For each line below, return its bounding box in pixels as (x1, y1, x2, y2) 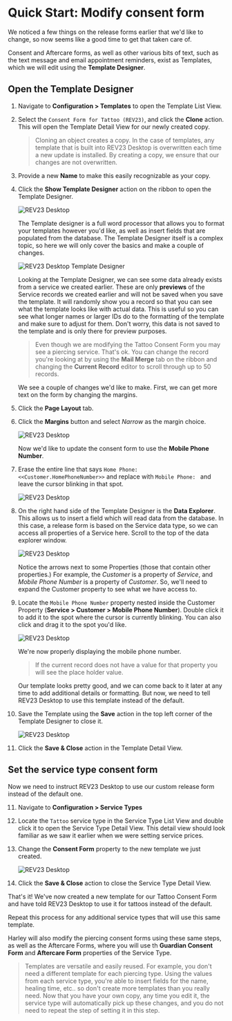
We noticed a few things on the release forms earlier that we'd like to (8, 28, 204, 36)
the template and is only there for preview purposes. (17, 327, 168, 335)
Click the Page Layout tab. (17, 404, 94, 412)
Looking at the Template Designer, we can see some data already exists (17, 275, 223, 283)
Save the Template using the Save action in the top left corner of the (17, 709, 213, 718)
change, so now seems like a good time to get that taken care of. (8, 35, 192, 43)
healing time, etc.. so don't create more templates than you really (24, 984, 210, 992)
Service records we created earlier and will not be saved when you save (17, 290, 224, 299)
